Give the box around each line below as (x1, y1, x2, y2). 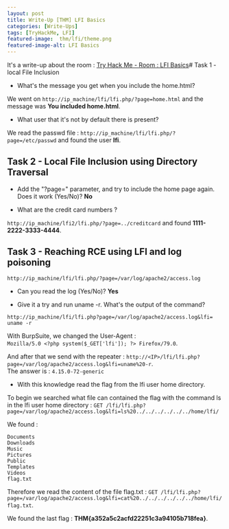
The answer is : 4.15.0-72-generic (7, 367, 104, 375)
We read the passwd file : (7, 128, 80, 137)
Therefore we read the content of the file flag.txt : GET (7, 487, 158, 495)
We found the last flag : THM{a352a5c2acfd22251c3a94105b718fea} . (7, 514, 208, 522)
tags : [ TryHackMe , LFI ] (7, 29, 75, 36)
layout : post (7, 10, 45, 17)
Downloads (7, 439, 36, 447)
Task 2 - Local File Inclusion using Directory (7, 156, 197, 168)
